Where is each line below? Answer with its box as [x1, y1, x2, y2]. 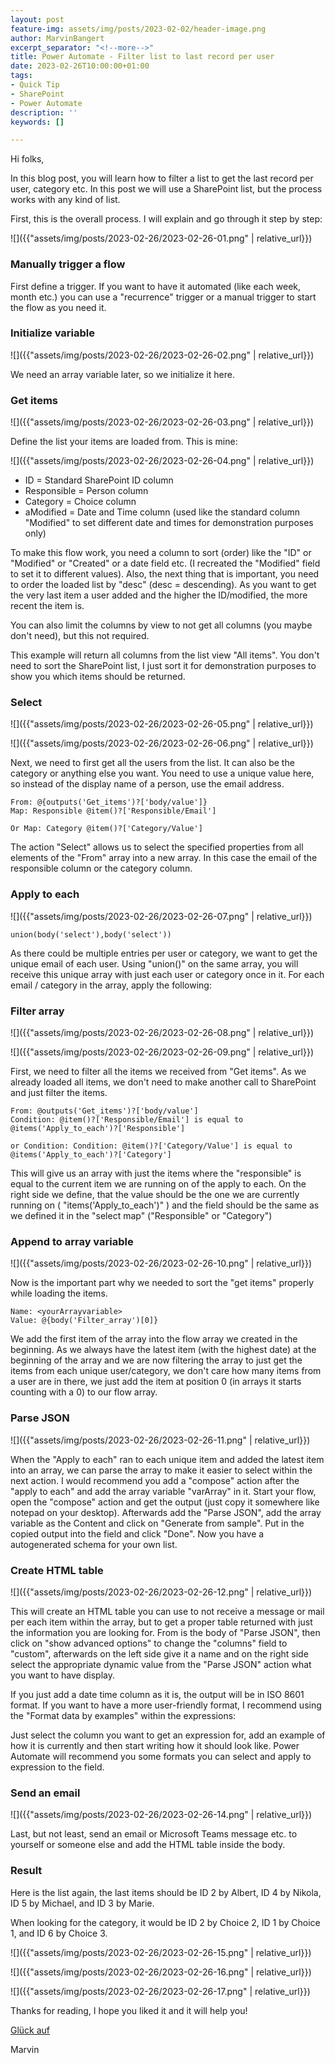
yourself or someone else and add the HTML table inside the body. [10, 1839, 286, 1851]
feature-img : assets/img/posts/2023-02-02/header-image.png [10, 24, 267, 34]
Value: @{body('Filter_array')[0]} [10, 1316, 159, 1326]
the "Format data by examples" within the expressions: [10, 1709, 237, 1721]
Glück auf [10, 2024, 51, 2036]
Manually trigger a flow [10, 257, 126, 271]
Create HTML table [10, 1563, 104, 1577]
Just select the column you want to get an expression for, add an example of [10, 1729, 326, 1741]
